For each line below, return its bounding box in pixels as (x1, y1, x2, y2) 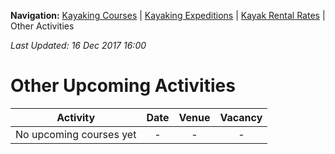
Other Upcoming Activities (10, 75, 236, 97)
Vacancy (219, 110, 263, 124)
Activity (56, 110, 96, 124)
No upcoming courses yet (15, 127, 137, 141)
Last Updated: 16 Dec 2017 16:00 (10, 40, 147, 51)
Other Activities (10, 20, 75, 32)
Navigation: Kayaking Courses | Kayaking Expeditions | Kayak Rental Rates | (10, 10, 326, 21)
